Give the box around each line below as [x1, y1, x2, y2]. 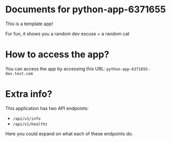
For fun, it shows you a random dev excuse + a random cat [5, 30, 130, 37]
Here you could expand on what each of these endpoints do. [5, 130, 133, 137]
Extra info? [5, 88, 53, 100]
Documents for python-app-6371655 [5, 4, 166, 15]
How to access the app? [5, 49, 110, 60]
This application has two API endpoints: [5, 105, 89, 111]
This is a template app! [5, 21, 53, 27]
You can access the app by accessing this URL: [5, 65, 105, 72]
